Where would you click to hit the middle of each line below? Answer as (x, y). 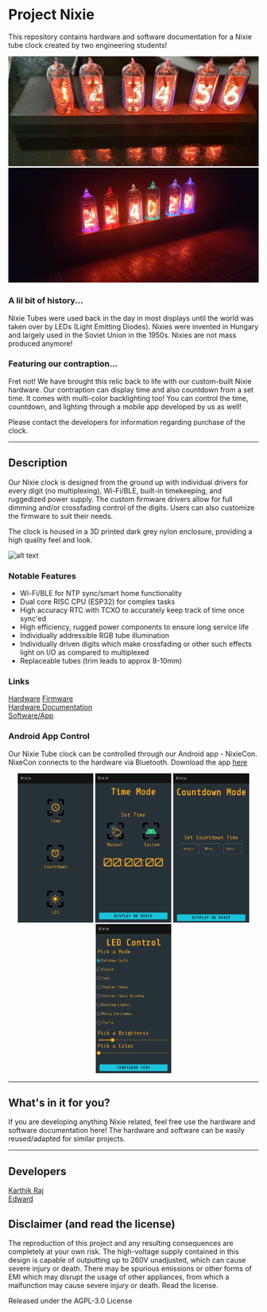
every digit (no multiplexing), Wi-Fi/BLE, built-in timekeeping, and (115, 490)
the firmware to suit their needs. (61, 516)
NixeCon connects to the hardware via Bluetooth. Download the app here (128, 762)
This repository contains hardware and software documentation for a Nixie (130, 37)
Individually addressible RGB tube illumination (94, 635)
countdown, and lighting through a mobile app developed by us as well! (125, 407)
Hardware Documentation (50, 707)
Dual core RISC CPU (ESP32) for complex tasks (97, 601)
